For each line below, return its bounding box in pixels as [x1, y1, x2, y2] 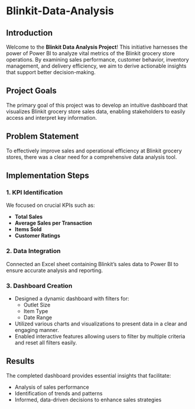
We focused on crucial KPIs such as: [6, 202, 96, 209]
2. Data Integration [6, 247, 61, 255]
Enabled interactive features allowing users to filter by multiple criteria [14, 333, 186, 340]
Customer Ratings [14, 232, 60, 239]
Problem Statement [6, 132, 79, 142]
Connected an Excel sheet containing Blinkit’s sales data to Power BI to [6, 260, 179, 267]
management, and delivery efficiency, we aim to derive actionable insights [6, 62, 187, 69]
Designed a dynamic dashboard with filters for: [14, 295, 129, 302]
